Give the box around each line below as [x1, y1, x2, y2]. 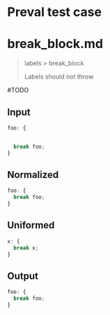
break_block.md [7, 36, 103, 52]
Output [7, 270, 38, 282]
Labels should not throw [24, 72, 94, 81]
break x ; [13, 244, 39, 251]
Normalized [7, 168, 59, 181]
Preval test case [7, 4, 102, 20]
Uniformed [7, 220, 55, 232]
